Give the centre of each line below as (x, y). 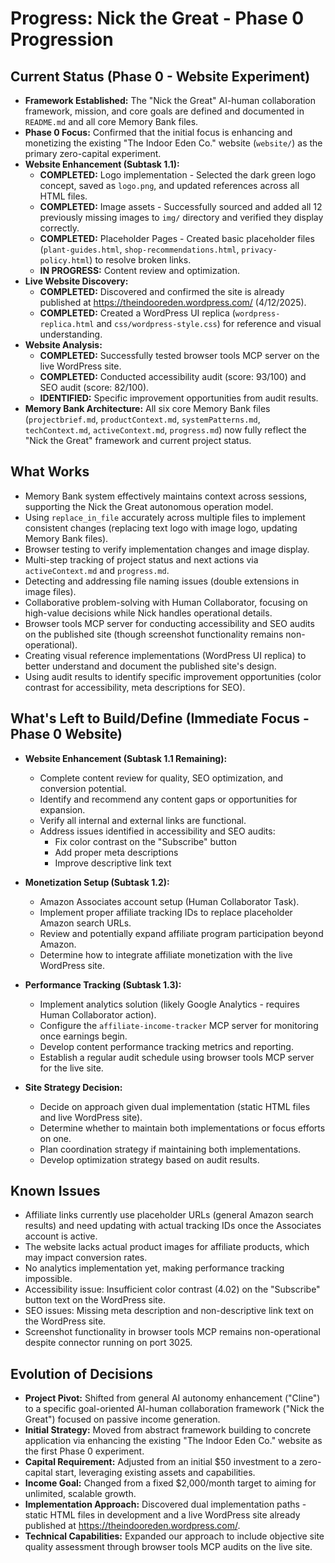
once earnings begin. (83, 1036)
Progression (62, 39)
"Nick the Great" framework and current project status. (138, 440)
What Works (50, 472)
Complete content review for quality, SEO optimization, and (161, 778)
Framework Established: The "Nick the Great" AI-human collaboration (170, 100)
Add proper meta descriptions (116, 852)
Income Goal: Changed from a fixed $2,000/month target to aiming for (170, 1483)
